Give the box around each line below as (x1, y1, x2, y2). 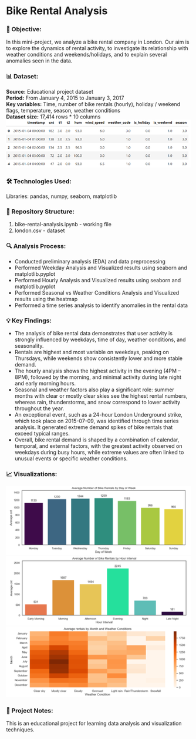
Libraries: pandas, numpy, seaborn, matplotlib (6, 193, 117, 200)
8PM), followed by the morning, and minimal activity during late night (14, 373, 182, 381)
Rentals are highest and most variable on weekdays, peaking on (14, 348, 169, 355)
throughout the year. (14, 405, 65, 412)
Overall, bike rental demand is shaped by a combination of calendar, (14, 436, 180, 443)
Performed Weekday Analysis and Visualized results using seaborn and (14, 264, 188, 271)
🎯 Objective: (6, 25, 42, 34)
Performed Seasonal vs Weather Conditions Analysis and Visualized (14, 289, 180, 296)
